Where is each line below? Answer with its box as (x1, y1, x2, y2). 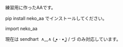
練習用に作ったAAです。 (5, 5, 56, 10)
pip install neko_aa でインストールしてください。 (5, 15, 107, 21)
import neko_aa (5, 26, 38, 32)
